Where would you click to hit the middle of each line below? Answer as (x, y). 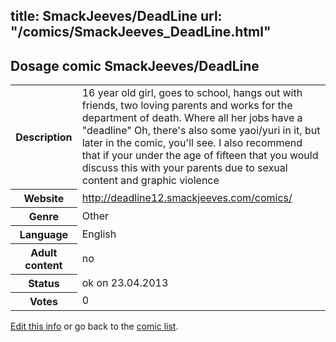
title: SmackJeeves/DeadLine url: (116, 16)
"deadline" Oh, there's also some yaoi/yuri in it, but (201, 131)
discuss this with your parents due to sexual (184, 168)
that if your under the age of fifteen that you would (200, 156)
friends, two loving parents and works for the (187, 106)
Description (44, 137)
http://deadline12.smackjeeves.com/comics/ (187, 197)
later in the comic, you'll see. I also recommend (192, 143)
